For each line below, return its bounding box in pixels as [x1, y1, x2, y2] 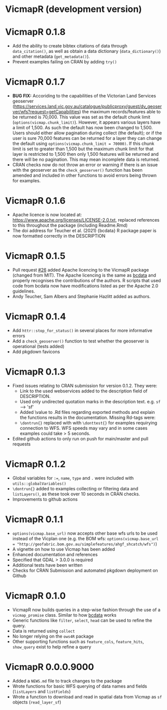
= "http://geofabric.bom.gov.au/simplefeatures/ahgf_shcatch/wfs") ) [12, 541, 158, 547]
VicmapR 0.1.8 [5, 26, 66, 38]
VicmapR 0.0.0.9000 [5, 661, 94, 673]
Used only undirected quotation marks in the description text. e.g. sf [19, 398, 161, 404]
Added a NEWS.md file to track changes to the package [12, 678, 122, 684]
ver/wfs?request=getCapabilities [12, 109, 80, 115]
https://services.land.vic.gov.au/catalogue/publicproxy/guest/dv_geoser [14, 103, 162, 109]
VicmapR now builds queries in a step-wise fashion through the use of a [12, 607, 161, 613]
